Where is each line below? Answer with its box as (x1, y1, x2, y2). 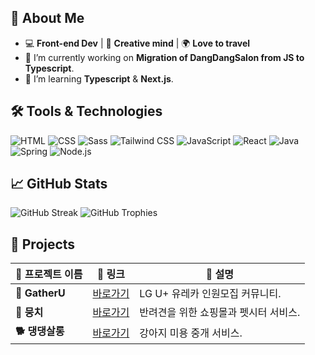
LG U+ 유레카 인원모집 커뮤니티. (139, 287, 282, 301)
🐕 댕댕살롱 (15, 324, 65, 338)
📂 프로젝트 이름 (15, 267, 83, 281)
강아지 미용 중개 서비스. (139, 326, 243, 340)
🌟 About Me (10, 10, 85, 27)
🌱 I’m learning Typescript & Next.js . (24, 72, 174, 85)
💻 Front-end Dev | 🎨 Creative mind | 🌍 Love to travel (24, 37, 251, 49)
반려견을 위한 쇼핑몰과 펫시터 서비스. (139, 306, 301, 320)
